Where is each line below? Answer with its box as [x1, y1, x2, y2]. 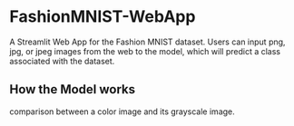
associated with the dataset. [9, 55, 115, 66]
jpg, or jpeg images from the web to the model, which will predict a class [9, 45, 281, 56]
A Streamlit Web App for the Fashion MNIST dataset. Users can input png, [9, 36, 286, 47]
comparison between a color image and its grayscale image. [9, 106, 236, 117]
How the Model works [9, 82, 136, 97]
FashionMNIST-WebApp [9, 6, 196, 27]
